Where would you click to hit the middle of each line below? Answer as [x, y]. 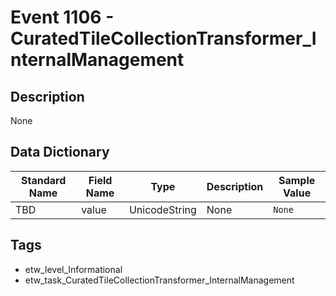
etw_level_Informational [73, 269]
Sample [297, 180]
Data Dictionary [60, 152]
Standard [43, 180]
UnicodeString [162, 209]
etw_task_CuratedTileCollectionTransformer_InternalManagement [159, 280]
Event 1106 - [62, 17]
